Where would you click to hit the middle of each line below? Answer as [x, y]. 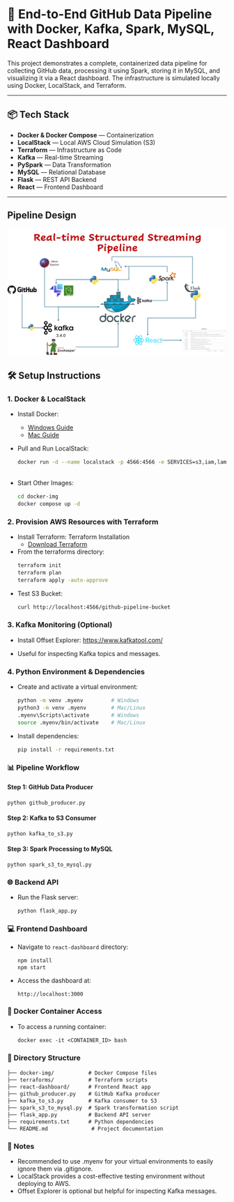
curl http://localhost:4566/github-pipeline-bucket [94, 607]
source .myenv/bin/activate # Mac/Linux [81, 722]
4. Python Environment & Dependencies [76, 671]
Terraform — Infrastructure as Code [69, 150]
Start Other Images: [46, 482]
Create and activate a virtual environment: [77, 687]
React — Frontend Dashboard [60, 187]
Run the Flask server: [48, 897]
